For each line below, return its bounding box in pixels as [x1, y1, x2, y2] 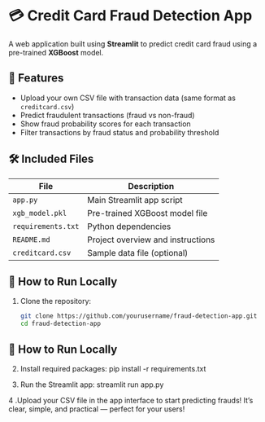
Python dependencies [86, 221, 172, 232]
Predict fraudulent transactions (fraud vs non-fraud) [20, 110, 195, 120]
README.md [12, 235, 50, 244]
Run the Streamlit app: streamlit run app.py [20, 380, 164, 389]
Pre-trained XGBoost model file [86, 207, 208, 218]
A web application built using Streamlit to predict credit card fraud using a [8, 38, 258, 49]
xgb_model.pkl [12, 209, 67, 218]
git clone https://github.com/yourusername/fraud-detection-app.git [20, 312, 258, 320]
